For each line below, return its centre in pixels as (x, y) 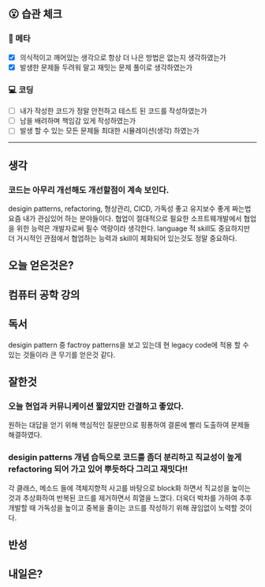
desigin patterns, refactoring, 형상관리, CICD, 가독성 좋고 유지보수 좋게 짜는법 (130, 209)
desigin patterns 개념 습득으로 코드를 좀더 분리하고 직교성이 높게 (125, 457)
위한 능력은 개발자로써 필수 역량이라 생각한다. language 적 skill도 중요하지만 (133, 228)
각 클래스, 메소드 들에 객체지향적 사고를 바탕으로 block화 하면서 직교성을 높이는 (129, 487)
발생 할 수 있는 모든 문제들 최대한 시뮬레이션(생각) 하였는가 (109, 131)
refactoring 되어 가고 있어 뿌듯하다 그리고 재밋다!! (98, 469)
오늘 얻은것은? (41, 266)
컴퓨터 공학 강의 (44, 295)
